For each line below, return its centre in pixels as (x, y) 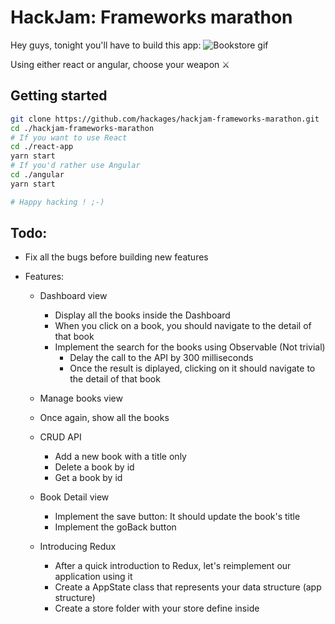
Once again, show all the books (104, 418)
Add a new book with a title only (120, 457)
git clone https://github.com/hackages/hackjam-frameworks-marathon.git (165, 119)
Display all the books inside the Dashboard (142, 315)
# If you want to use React (69, 137)
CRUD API (60, 437)
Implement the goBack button (115, 527)
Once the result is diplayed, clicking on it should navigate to (192, 368)
